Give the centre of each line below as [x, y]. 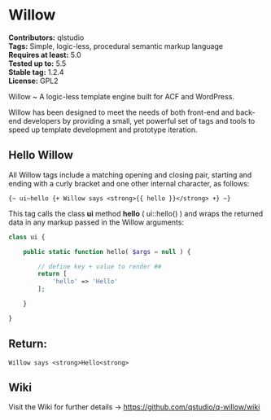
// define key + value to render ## [100, 266]
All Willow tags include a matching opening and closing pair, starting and [130, 175]
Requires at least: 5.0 [45, 55]
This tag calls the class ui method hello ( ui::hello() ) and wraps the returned [136, 213]
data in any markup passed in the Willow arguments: [96, 222]
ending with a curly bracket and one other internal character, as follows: [129, 183]
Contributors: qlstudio [46, 37]
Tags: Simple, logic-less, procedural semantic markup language [116, 46]
